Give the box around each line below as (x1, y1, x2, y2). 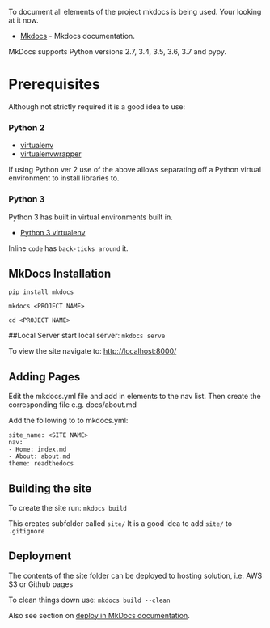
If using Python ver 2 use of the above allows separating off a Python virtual (8, 165, 262, 175)
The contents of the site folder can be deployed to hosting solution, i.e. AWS (8, 571, 263, 580)
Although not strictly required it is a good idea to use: (8, 101, 186, 112)
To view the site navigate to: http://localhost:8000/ (8, 346, 177, 356)
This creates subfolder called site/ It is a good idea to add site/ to (8, 518, 233, 528)
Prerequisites (8, 75, 101, 94)
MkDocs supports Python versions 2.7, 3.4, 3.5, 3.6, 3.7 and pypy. (8, 47, 227, 56)
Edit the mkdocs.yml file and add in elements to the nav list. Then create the (8, 392, 261, 401)
